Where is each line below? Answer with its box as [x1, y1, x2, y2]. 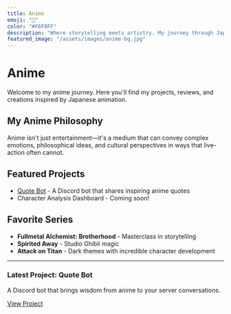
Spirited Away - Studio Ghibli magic [16, 239, 120, 248]
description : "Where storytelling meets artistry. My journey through [7, 29, 214, 36]
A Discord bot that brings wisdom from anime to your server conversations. [7, 286, 221, 294]
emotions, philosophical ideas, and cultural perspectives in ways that [7, 140, 203, 149]
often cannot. [26, 148, 64, 156]
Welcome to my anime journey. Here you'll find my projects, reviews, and [7, 88, 214, 96]
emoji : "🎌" [7, 17, 38, 23]
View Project [7, 299, 43, 307]
